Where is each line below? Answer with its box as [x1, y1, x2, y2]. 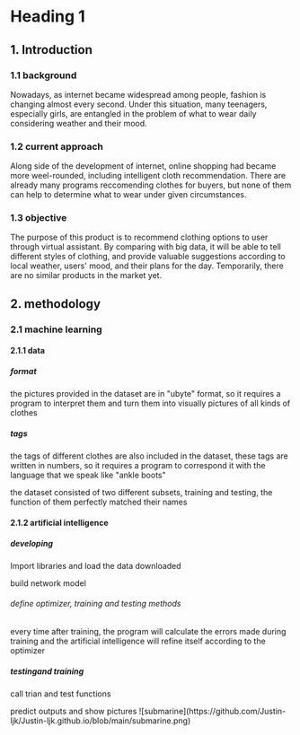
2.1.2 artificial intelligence [10, 517, 109, 528]
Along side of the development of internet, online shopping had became [10, 161, 277, 171]
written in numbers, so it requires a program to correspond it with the [10, 460, 266, 471]
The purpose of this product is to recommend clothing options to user [10, 232, 269, 243]
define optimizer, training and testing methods [10, 599, 181, 609]
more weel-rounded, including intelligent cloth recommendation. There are [10, 171, 287, 181]
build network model [10, 577, 86, 589]
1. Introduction [10, 42, 93, 57]
